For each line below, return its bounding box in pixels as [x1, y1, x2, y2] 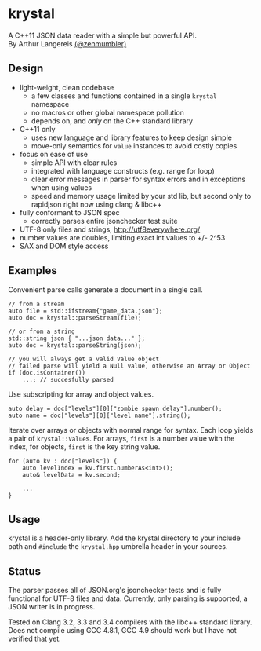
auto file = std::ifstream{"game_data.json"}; [8, 307, 163, 315]
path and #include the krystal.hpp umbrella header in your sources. [8, 542, 228, 551]
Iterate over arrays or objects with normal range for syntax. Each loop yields [8, 425, 254, 434]
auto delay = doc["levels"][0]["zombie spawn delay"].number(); [8, 404, 223, 412]
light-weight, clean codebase [19, 82, 114, 92]
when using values [31, 182, 92, 192]
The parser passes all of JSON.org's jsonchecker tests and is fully [8, 586, 222, 595]
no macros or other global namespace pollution [31, 108, 184, 117]
